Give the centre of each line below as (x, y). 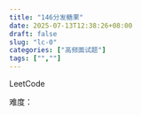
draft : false (33, 34)
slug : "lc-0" (33, 42)
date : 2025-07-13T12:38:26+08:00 (71, 26)
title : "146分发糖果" (47, 17)
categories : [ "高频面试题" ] (58, 50)
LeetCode (27, 84)
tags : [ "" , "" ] (35, 58)
